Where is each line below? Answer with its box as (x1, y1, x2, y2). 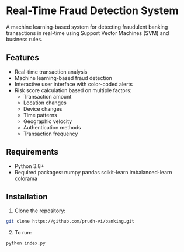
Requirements (6, 147, 58, 157)
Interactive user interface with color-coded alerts (14, 80, 133, 87)
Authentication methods (23, 124, 82, 131)
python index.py (6, 240, 46, 246)
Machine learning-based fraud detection (14, 74, 113, 81)
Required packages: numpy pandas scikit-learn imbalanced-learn (14, 169, 172, 176)
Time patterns (23, 111, 57, 118)
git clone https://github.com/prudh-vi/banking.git (6, 219, 134, 225)
